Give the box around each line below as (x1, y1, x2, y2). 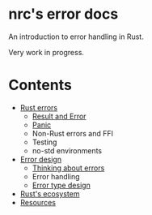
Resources (19, 197, 57, 207)
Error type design (32, 180, 91, 190)
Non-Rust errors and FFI (32, 128, 114, 138)
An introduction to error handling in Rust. (8, 32, 144, 41)
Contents (8, 76, 73, 94)
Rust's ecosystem (19, 188, 80, 199)
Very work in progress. (8, 47, 85, 57)
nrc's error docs (8, 5, 119, 24)
